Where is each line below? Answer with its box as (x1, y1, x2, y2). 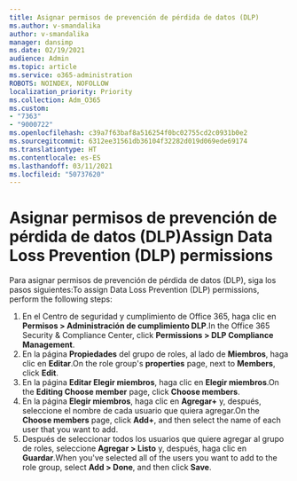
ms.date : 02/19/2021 (9, 46, 86, 55)
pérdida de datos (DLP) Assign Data (9, 227, 273, 247)
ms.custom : (9, 104, 50, 113)
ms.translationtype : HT (9, 145, 98, 154)
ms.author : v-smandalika (9, 21, 101, 30)
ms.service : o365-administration (9, 71, 133, 80)
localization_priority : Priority (9, 87, 133, 96)
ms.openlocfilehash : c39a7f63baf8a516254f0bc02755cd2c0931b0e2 (9, 129, 248, 138)
